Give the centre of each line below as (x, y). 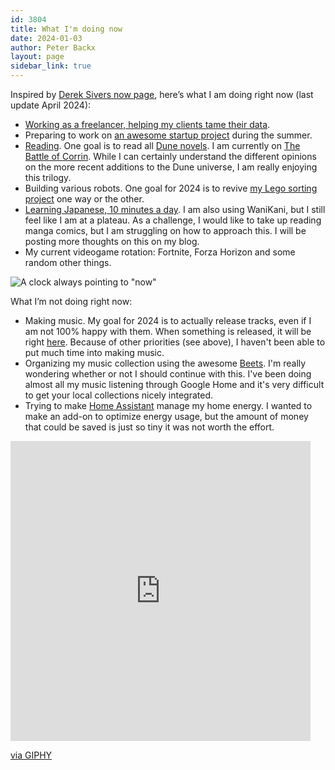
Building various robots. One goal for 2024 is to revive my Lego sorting (171, 188)
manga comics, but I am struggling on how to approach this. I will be (165, 230)
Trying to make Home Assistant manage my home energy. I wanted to (168, 405)
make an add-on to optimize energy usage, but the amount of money (166, 416)
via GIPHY (31, 755)
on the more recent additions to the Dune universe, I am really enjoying (171, 167)
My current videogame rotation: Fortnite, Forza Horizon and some (160, 252)
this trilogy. (48, 177)
